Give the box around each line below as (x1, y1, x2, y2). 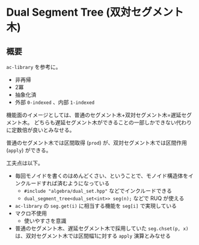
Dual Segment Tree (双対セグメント (6, 5, 184, 19)
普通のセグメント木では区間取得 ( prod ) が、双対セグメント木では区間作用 (6, 139, 188, 146)
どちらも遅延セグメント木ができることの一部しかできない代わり (34, 119, 192, 126)
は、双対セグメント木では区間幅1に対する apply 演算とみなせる (14, 232, 171, 239)
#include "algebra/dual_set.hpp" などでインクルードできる (23, 187, 173, 194)
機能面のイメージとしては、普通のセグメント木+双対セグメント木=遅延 (6, 112, 182, 118)
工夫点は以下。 (6, 160, 43, 166)
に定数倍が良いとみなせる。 (6, 127, 75, 133)
